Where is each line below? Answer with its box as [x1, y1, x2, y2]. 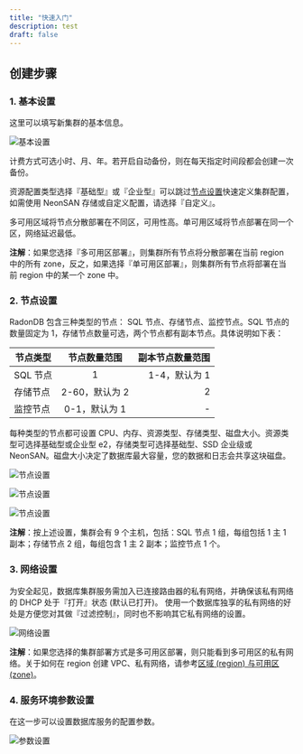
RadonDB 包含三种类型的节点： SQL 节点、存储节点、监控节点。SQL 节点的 [9, 317, 290, 328]
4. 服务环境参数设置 [9, 693, 95, 706]
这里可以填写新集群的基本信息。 [9, 117, 128, 128]
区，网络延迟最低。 [9, 228, 81, 239]
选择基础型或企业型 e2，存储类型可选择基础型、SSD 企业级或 [24, 439, 252, 450]
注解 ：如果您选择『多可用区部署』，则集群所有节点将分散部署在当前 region [9, 247, 284, 258]
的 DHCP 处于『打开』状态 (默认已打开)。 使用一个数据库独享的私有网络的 [9, 597, 284, 608]
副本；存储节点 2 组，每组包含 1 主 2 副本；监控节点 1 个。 [9, 538, 225, 549]
